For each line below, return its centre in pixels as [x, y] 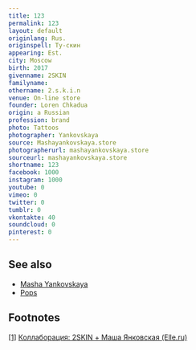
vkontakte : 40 [32, 218]
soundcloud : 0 [32, 225]
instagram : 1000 [35, 180]
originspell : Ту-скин [45, 46]
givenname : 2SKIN [37, 75]
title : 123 [27, 16]
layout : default [35, 31]
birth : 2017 [28, 68]
